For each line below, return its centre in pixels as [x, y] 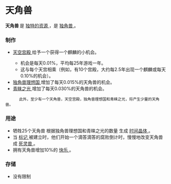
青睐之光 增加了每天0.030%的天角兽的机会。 [60, 89]
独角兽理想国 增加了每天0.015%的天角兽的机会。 [64, 82]
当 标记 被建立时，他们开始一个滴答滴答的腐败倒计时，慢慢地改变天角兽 [88, 137]
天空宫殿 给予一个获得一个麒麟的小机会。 [56, 52]
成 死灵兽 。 [25, 143]
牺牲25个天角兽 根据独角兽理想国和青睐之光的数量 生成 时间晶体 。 [83, 130]
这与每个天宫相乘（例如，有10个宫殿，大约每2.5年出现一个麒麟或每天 [93, 70]
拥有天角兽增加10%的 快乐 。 [43, 150]
